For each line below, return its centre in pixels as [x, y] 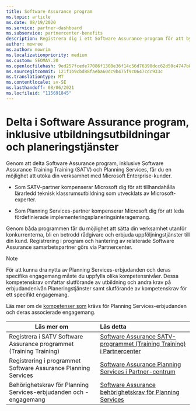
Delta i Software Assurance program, [98, 122]
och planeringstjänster [62, 147]
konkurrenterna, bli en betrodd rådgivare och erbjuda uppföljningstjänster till [98, 234]
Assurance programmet [41, 344]
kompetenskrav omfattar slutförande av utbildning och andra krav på [88, 282]
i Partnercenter [120, 351]
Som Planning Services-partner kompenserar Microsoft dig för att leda [99, 211]
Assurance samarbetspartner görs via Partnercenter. [69, 247]
